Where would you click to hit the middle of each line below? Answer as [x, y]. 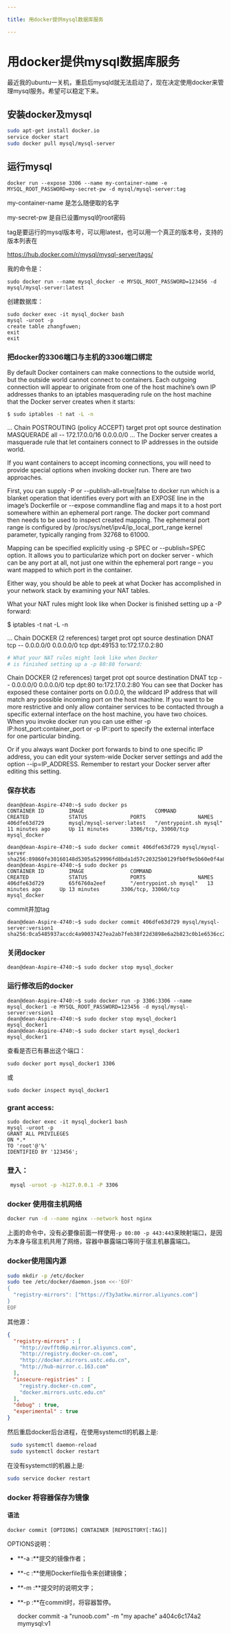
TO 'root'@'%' [27, 1146]
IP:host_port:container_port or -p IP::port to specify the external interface [111, 729]
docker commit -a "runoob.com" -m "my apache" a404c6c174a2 [109, 1616]
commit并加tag [28, 909]
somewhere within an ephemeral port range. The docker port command [109, 512]
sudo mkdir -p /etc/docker [46, 1276]
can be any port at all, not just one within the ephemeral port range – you [110, 563]
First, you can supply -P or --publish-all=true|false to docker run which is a [113, 490]
